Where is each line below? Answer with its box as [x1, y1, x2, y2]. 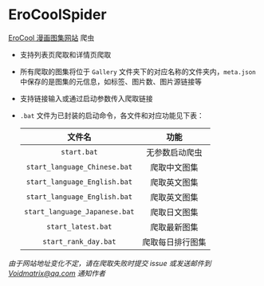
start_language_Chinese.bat [26, 162, 133, 171]
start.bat [61, 147, 98, 156]
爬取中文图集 [150, 162, 199, 173]
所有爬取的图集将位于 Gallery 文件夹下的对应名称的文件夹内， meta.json [19, 66, 257, 76]
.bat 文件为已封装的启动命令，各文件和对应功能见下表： [19, 110, 205, 120]
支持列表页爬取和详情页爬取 [19, 49, 112, 59]
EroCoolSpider [8, 6, 107, 24]
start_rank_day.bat [42, 237, 116, 246]
